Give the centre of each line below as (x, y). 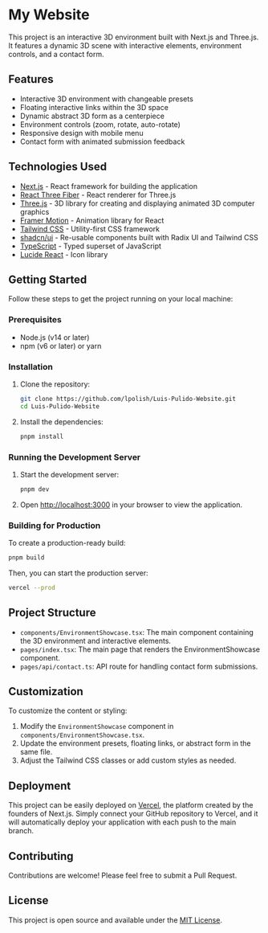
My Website (49, 15)
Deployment (40, 786)
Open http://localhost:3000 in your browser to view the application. (131, 505)
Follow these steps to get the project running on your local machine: (121, 299)
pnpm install (42, 436)
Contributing (41, 856)
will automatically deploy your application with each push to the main (122, 822)
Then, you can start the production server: (78, 573)
